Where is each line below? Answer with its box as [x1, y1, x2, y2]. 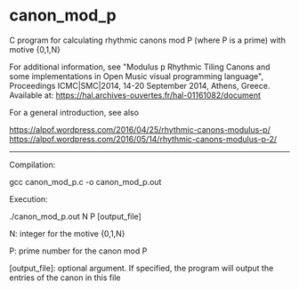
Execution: [9, 193, 48, 205]
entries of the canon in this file [9, 272, 121, 283]
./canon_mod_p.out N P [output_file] [9, 211, 142, 222]
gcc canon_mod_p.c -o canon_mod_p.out [9, 176, 162, 187]
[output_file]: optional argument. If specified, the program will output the [9, 262, 274, 273]
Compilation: [9, 159, 56, 170]
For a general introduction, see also [9, 107, 140, 117]
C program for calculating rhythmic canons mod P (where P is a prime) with [9, 35, 287, 45]
